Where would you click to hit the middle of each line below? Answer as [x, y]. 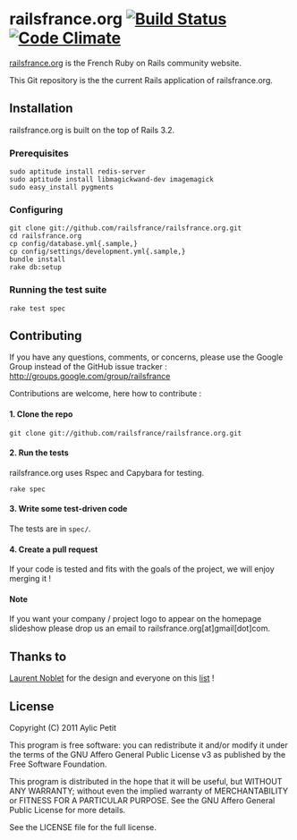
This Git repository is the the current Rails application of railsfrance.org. [141, 80]
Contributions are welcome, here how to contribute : [106, 394]
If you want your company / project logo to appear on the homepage [136, 619]
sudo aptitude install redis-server [77, 172]
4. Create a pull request [54, 549]
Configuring [36, 209]
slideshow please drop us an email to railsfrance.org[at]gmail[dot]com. [140, 628]
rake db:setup [36, 267]
